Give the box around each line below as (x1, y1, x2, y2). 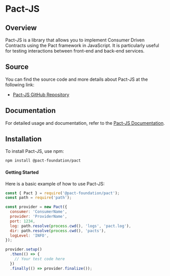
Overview (5, 24, 37, 32)
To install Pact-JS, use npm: (5, 148, 64, 154)
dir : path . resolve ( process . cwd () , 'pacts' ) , (10, 228, 106, 233)
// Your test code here (14, 257, 65, 262)
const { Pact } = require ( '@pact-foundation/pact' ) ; (5, 190, 120, 196)
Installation (5, 135, 42, 144)
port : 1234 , (10, 218, 36, 224)
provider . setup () (5, 247, 42, 252)
